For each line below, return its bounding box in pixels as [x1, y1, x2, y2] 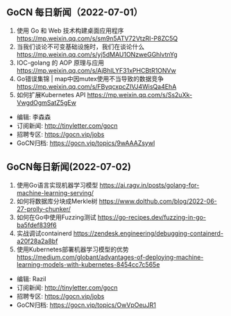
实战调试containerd [16, 228, 72, 238]
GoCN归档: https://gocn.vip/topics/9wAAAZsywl [16, 138, 155, 147]
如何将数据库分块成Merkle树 [16, 197, 98, 205]
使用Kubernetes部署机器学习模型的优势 [16, 245, 129, 253]
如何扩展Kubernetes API [16, 90, 86, 99]
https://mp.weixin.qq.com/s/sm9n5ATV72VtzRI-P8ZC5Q [16, 34, 178, 42]
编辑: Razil [16, 274, 46, 283]
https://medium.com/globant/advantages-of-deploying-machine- [16, 253, 204, 261]
